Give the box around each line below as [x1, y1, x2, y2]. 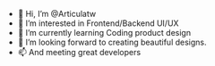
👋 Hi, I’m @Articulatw [17, 9, 97, 19]
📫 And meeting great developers [17, 47, 142, 57]
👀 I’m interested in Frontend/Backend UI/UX [17, 18, 179, 29]
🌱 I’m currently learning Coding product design [17, 28, 191, 37]
